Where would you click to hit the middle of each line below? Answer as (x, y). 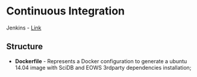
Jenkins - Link (24, 28)
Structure (25, 47)
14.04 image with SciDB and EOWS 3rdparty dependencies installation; (103, 67)
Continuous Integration (66, 11)
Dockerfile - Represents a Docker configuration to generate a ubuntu (101, 61)
